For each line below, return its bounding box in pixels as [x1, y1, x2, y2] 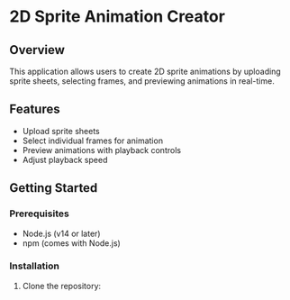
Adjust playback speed [22, 154, 108, 165]
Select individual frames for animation [22, 135, 164, 146]
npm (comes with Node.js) [22, 237, 122, 249]
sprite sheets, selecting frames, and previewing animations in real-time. [9, 76, 275, 86]
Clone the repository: [22, 280, 102, 291]
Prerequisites [9, 207, 69, 220]
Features [9, 102, 60, 117]
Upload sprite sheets [22, 125, 101, 136]
